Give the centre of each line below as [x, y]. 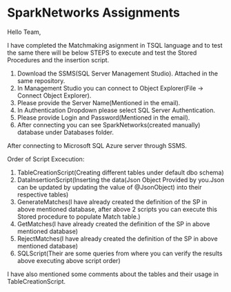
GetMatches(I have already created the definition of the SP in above [113, 223]
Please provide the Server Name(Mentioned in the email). [99, 102]
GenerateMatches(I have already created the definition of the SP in [112, 201]
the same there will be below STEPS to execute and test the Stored [102, 53]
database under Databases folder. [65, 132]
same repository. [41, 80]
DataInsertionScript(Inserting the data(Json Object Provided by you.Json [121, 180]
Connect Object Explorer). [54, 95]
